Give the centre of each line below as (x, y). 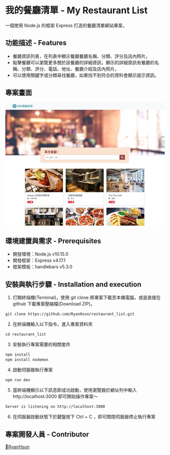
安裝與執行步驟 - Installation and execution (73, 284)
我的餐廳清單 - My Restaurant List (76, 10)
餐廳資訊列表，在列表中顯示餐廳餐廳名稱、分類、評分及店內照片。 (81, 56)
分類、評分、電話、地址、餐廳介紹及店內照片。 (70, 68)
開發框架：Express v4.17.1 (39, 260)
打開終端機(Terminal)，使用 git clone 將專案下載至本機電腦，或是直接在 (87, 298)
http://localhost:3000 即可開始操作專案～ (55, 397)
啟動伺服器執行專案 (33, 370)
